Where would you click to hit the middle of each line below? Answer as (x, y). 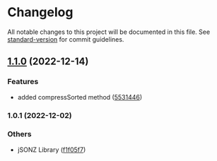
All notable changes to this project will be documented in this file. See (109, 32)
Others (19, 134)
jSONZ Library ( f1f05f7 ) (52, 150)
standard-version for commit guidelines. (66, 39)
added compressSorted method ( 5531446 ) (80, 97)
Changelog (40, 12)
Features (23, 82)
